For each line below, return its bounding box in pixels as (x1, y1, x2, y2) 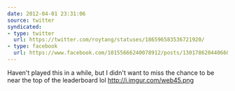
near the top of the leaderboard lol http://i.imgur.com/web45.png (7, 76, 194, 84)
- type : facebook (7, 43, 58, 50)
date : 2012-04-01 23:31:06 (7, 10, 86, 17)
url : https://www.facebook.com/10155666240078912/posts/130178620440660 (13, 50, 230, 57)
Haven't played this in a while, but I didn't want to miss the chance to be (7, 68, 215, 77)
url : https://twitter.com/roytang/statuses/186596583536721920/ (13, 36, 205, 43)
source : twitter (7, 17, 55, 24)
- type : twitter (7, 29, 55, 37)
